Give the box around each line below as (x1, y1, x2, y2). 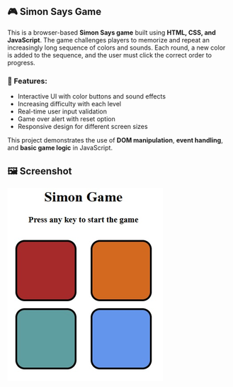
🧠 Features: (7, 76, 47, 86)
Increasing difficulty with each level (17, 100, 122, 108)
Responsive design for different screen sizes (17, 123, 148, 131)
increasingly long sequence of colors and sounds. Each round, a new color (7, 43, 226, 52)
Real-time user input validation (17, 107, 108, 116)
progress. (7, 58, 35, 67)
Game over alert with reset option (17, 115, 115, 123)
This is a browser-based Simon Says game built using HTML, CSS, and (7, 28, 216, 37)
